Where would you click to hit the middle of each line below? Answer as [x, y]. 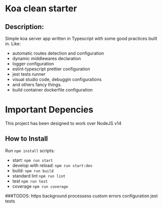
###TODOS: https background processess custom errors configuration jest [81, 196]
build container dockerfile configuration [52, 90]
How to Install [27, 139]
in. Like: [13, 44]
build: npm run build [33, 171]
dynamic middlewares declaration [47, 59]
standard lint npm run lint [39, 176]
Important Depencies [49, 110]
